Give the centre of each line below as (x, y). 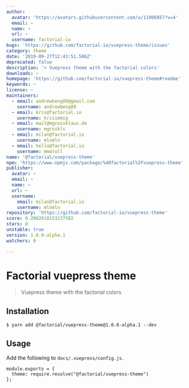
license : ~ (20, 90)
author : (16, 12)
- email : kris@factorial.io (47, 112)
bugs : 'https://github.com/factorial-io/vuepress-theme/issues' (88, 46)
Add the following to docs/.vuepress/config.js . (65, 358)
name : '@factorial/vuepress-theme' (51, 157)
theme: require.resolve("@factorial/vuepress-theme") (80, 374)
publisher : (20, 168)
